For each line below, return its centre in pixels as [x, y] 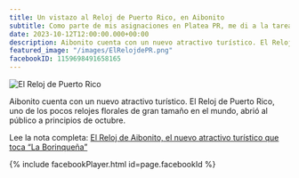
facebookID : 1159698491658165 [65, 59]
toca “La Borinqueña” [48, 147]
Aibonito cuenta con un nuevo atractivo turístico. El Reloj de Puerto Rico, [142, 101]
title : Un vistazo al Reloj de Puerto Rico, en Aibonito [117, 17]
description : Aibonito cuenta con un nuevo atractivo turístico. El [139, 42]
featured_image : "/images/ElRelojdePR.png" [91, 51]
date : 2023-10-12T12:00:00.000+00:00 [79, 34]
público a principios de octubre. [68, 120]
